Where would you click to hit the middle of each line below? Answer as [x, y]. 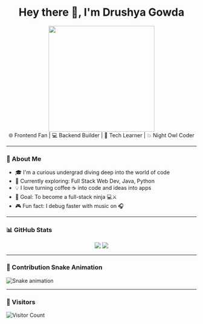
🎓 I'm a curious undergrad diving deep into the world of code [92, 172]
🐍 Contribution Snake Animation [54, 267]
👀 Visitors [21, 302]
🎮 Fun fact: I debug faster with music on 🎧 [69, 206]
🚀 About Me [24, 158]
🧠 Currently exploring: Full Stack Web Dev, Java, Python [85, 181]
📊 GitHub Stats [29, 230]
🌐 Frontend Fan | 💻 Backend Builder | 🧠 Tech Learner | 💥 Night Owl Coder [101, 135]
